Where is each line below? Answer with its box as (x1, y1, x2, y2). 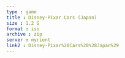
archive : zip (6, 31, 43, 37)
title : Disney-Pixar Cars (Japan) (6, 14, 97, 21)
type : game (6, 8, 37, 15)
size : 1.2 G (6, 20, 40, 26)
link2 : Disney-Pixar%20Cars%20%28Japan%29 (6, 43, 119, 49)
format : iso (6, 25, 40, 32)
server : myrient (6, 37, 51, 43)
